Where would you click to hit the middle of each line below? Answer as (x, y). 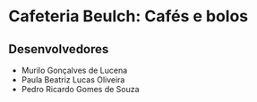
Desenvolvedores (59, 49)
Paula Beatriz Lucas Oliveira (73, 80)
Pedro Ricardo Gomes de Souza (80, 89)
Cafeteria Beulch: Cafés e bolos (128, 16)
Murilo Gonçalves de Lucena (74, 70)
